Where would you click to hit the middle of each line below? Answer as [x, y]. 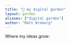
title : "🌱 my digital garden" [35, 9]
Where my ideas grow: [27, 36]
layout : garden [20, 14]
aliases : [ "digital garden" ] [34, 18]
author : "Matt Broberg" [29, 23]
